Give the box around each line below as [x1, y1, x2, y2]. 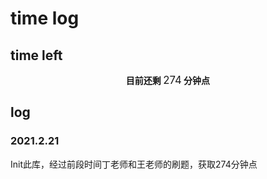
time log [10, 7, 80, 30]
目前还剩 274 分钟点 [125, 73, 211, 87]
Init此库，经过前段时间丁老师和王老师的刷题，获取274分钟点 [10, 158, 258, 170]
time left [10, 47, 63, 64]
